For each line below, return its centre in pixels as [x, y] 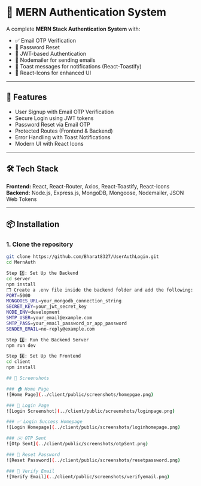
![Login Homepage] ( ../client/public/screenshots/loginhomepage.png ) [93, 427]
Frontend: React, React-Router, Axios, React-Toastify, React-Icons [88, 186]
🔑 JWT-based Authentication [51, 53]
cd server [19, 278]
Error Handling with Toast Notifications [63, 137]
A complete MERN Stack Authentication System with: [73, 29]
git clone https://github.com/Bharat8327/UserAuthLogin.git [83, 257]
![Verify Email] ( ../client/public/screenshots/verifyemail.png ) [88, 476]
